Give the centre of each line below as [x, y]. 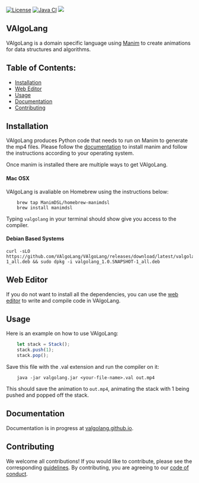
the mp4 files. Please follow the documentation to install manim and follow [97, 147]
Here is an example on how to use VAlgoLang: [62, 334]
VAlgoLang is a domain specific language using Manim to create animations [98, 43]
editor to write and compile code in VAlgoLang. [63, 300]
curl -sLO [18, 251]
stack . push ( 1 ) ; [36, 350]
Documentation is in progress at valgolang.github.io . [70, 428]
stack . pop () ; [33, 356]
